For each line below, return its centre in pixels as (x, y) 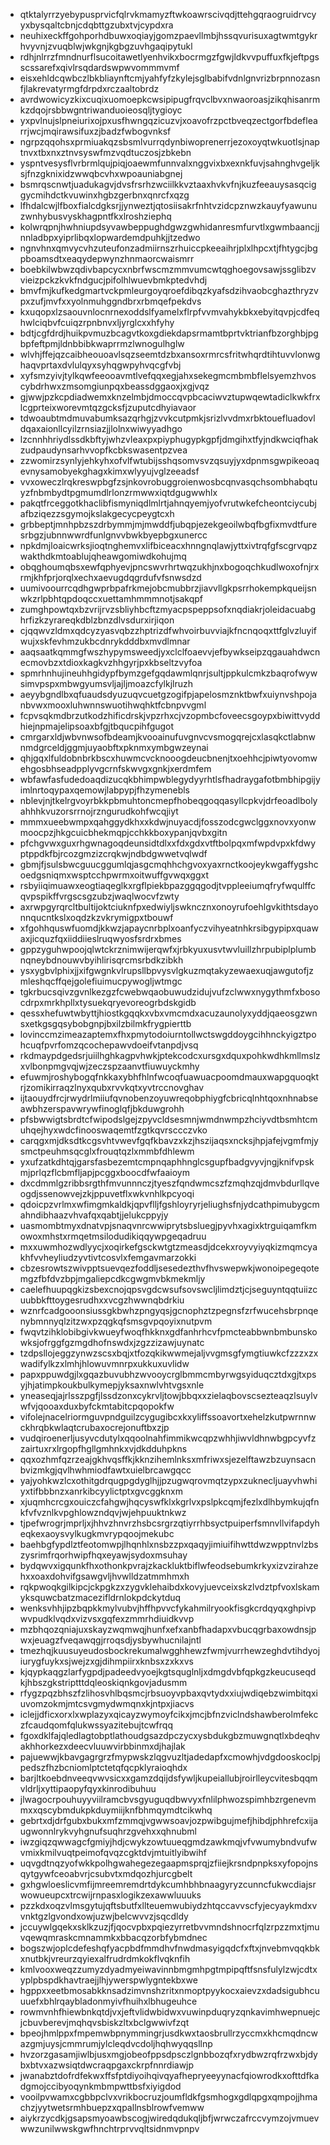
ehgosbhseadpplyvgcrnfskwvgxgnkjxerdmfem (115, 768)
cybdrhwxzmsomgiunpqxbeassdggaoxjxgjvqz (114, 386)
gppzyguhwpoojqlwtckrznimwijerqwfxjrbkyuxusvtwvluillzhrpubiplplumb (168, 949)
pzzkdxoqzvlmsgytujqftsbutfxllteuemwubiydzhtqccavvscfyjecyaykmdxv (168, 1905)
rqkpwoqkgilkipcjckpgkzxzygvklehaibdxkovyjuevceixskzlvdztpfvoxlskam (169, 1587)
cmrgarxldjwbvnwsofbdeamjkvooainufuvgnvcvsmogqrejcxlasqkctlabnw (168, 737)
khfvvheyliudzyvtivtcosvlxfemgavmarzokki (108, 1257)
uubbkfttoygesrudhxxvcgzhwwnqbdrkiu (102, 1300)
